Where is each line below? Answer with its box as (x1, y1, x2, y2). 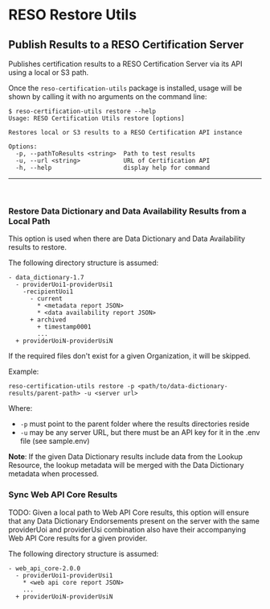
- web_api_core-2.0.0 (8, 564, 81, 573)
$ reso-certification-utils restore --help (8, 107, 157, 115)
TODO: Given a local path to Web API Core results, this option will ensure (8, 507, 250, 517)
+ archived (29, 316, 67, 324)
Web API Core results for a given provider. (8, 533, 148, 543)
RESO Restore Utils (8, 6, 137, 24)
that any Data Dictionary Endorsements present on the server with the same (8, 516, 260, 525)
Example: (8, 367, 39, 376)
